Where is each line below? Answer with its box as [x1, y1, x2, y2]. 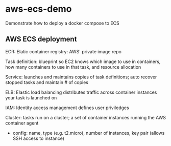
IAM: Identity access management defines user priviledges [5, 105, 129, 111]
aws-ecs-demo [5, 3, 72, 15]
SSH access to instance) [12, 135, 65, 141]
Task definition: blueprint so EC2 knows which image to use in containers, [5, 58, 161, 65]
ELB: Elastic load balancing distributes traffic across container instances [5, 89, 157, 95]
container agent [5, 120, 39, 126]
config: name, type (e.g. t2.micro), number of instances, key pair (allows [12, 130, 165, 136]
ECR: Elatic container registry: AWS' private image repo [5, 48, 121, 54]
